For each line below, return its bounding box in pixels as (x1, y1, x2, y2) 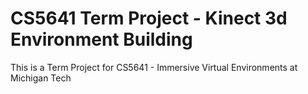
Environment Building (10, 28, 193, 51)
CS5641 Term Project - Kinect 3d (10, 7, 288, 30)
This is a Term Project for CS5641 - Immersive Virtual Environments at (10, 61, 298, 73)
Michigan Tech (10, 72, 72, 84)
